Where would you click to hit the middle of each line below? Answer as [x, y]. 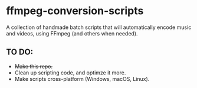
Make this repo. [34, 66]
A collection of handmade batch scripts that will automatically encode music [99, 27]
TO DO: [20, 52]
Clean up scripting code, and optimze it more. [70, 73]
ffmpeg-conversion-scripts [75, 11]
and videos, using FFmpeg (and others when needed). [72, 33]
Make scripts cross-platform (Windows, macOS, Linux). [82, 79]
